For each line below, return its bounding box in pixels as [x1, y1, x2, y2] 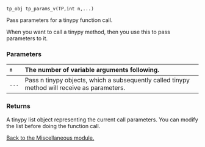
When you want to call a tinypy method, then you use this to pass [6, 28, 171, 35]
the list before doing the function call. [6, 122, 101, 129]
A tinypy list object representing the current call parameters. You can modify [6, 116, 198, 123]
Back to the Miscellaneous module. [6, 134, 95, 142]
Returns [6, 102, 31, 110]
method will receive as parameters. [24, 84, 126, 92]
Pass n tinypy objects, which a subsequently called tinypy [24, 76, 190, 85]
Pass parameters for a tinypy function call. [6, 16, 113, 24]
